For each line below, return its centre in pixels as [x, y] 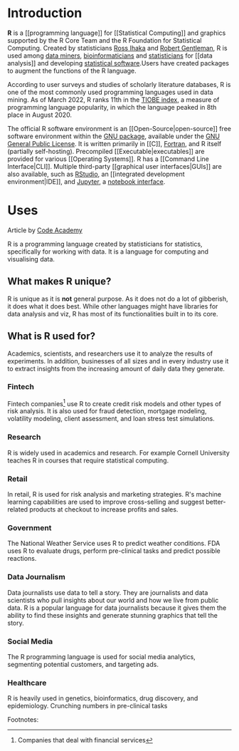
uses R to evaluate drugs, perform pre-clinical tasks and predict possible [114, 551]
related [18, 509]
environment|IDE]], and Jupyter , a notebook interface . [86, 181]
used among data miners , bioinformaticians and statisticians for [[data [110, 56]
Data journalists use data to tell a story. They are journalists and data [108, 592]
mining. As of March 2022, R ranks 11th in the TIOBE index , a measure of [113, 99]
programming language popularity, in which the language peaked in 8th [112, 107]
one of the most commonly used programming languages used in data [110, 92]
